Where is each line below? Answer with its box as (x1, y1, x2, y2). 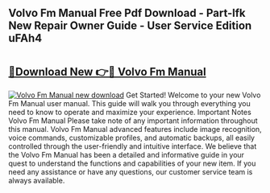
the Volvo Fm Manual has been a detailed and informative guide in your (8, 150, 244, 159)
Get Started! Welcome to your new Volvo (126, 90, 261, 100)
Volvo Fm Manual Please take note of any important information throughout (8, 116, 258, 125)
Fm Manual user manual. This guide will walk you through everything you (8, 99, 251, 108)
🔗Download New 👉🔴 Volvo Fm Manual (8, 64, 207, 79)
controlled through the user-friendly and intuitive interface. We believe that (8, 142, 257, 151)
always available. (8, 176, 65, 185)
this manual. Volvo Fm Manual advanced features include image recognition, (8, 125, 262, 133)
